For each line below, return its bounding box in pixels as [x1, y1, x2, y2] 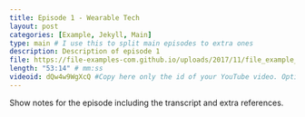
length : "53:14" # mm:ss [9, 64, 103, 73]
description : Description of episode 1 [9, 47, 161, 56]
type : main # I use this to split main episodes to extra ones [9, 38, 254, 48]
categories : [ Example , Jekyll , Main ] [9, 30, 152, 39]
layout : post [9, 22, 59, 31]
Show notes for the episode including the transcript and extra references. [9, 97, 284, 108]
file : [9, 55, 30, 64]
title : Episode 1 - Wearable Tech [9, 13, 141, 23]
